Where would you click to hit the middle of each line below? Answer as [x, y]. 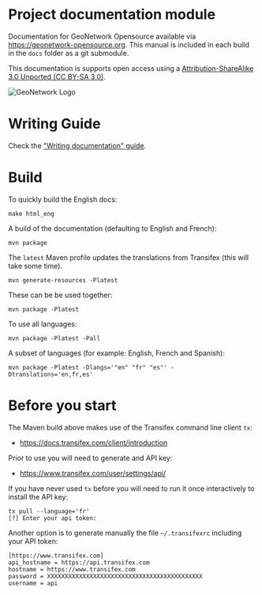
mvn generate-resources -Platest [63, 280]
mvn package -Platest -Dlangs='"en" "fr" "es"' [88, 367]
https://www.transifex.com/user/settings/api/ [93, 473]
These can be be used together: [60, 295]
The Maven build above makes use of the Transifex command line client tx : [130, 427]
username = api [33, 583]
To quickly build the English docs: [63, 199]
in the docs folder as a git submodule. [69, 53]
